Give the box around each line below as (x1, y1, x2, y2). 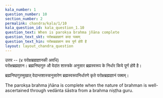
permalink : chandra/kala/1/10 (5, 21, 67, 26)
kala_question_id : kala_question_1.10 (5, 25, 84, 30)
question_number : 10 (5, 12, 48, 17)
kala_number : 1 (5, 7, 36, 12)
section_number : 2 (5, 16, 43, 21)
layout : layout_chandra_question (5, 44, 74, 49)
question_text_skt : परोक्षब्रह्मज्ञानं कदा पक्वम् (5, 35, 81, 40)
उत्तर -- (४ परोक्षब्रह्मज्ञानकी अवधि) (5, 57, 59, 63)
